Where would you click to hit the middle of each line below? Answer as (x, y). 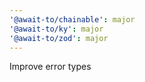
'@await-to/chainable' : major (72, 19)
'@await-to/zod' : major (59, 38)
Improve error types (50, 67)
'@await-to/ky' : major (56, 29)
